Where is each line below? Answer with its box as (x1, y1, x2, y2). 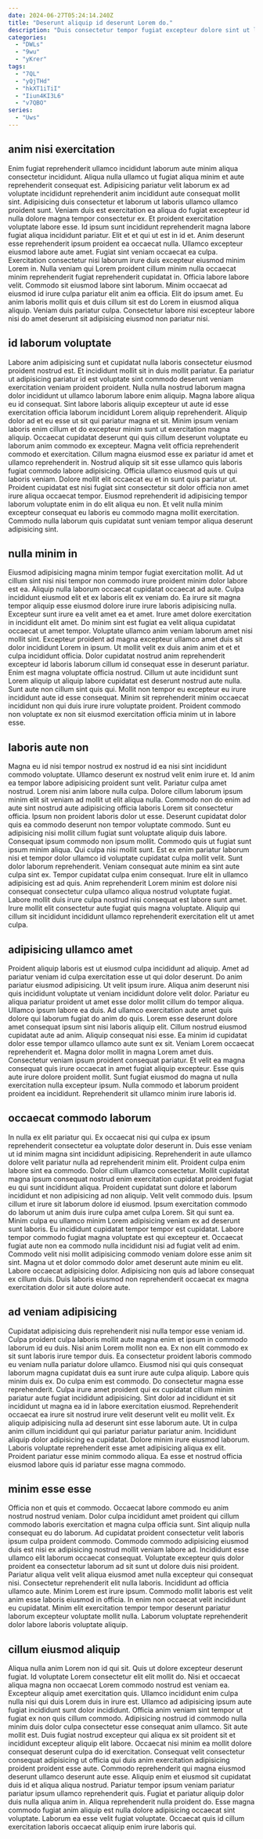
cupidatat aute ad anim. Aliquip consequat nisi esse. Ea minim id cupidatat (8, 1030, 247, 1040)
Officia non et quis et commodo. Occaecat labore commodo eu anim (8, 1503, 229, 1512)
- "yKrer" (15, 56, 47, 64)
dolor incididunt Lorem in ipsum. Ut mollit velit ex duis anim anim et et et (8, 643, 240, 653)
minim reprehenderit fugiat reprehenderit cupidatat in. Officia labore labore (8, 272, 250, 281)
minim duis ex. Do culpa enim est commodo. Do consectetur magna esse (8, 1376, 244, 1386)
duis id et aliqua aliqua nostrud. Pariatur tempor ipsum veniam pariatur (8, 1780, 235, 1790)
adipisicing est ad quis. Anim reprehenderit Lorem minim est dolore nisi (8, 879, 237, 888)
